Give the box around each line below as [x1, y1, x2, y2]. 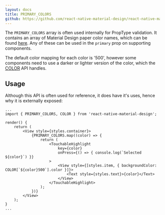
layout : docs [5, 7, 32, 12]
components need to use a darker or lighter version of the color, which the [5, 60, 156, 66]
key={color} [57, 146, 82, 151]
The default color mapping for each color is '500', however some [5, 55, 137, 61]
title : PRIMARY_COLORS [5, 12, 52, 17]
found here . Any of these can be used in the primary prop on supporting [5, 40, 151, 46]
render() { [5, 120, 27, 125]
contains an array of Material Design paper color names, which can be [5, 35, 147, 41]
